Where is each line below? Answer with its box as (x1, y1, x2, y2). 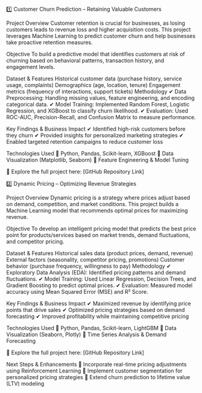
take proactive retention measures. (6, 39, 93, 46)
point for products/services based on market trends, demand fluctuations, (6, 232, 191, 238)
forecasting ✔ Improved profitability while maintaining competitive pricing (6, 313, 189, 320)
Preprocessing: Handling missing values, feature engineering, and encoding (6, 94, 195, 102)
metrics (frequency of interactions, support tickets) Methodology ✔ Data (6, 88, 187, 95)
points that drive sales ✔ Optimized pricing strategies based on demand (6, 307, 185, 313)
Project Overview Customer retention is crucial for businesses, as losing (6, 19, 186, 27)
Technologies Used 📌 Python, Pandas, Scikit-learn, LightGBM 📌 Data (6, 325, 177, 331)
